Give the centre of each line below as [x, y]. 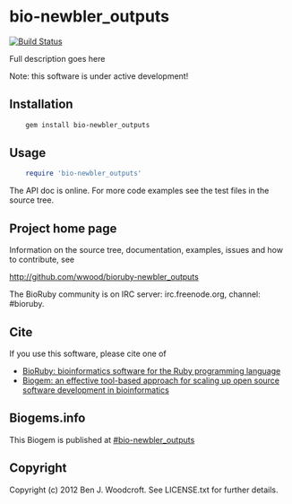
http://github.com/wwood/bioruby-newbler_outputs [104, 277]
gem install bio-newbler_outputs [88, 125]
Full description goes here [57, 58]
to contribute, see [42, 260]
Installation [41, 104]
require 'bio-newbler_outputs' [84, 174]
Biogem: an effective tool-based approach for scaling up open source [151, 380]
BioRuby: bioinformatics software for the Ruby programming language [151, 370]
